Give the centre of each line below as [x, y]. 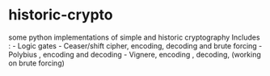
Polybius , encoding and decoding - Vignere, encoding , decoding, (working [135, 54]
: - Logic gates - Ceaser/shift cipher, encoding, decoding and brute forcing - [135, 45]
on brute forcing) [36, 63]
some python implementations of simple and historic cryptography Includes [134, 37]
